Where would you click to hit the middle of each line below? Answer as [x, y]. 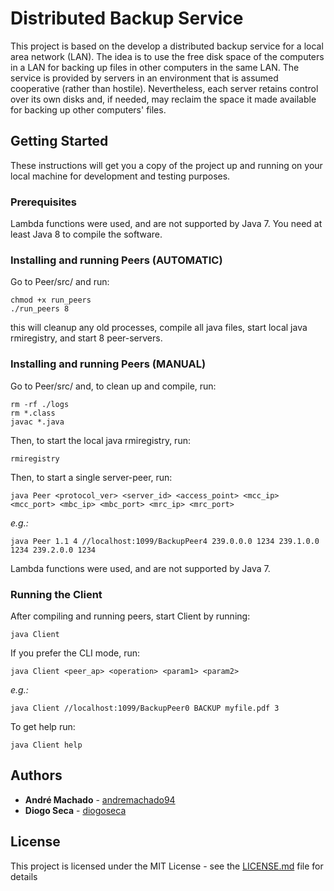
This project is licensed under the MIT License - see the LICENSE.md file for [167, 866]
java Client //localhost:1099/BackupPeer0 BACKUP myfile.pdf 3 [145, 708]
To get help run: [43, 726]
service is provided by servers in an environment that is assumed [144, 78]
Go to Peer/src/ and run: [60, 282]
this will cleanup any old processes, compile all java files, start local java [159, 328]
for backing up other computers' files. [88, 109]
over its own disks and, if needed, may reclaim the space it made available [163, 99]
